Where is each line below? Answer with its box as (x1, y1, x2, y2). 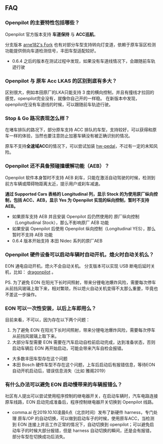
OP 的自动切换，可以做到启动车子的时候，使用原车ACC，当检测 (27, 415, 154, 422)
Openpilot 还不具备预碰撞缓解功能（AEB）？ (5, 163, 110, 170)
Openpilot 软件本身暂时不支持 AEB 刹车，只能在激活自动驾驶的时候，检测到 (5, 174, 156, 180)
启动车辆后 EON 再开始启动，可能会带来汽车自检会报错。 (12, 345, 126, 351)
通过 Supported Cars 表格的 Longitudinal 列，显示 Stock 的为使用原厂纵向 (5, 191, 154, 197)
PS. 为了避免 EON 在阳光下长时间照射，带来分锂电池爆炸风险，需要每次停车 (5, 279, 156, 285)
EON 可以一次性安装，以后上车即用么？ (5, 305, 97, 311)
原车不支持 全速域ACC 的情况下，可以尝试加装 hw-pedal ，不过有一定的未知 (5, 143, 154, 149)
